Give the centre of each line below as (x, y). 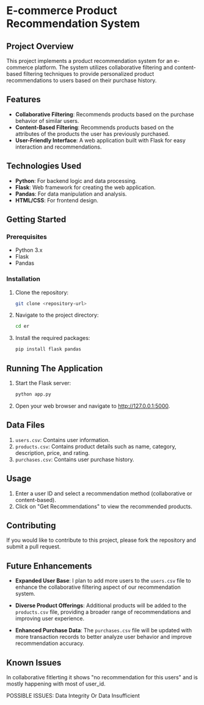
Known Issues (34, 663)
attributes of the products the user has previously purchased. (92, 134)
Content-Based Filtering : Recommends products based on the (94, 127)
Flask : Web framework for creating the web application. (85, 187)
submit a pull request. (34, 547)
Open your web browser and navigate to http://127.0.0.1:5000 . (93, 406)
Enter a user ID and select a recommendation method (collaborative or (104, 493)
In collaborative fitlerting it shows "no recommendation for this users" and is (102, 677)
